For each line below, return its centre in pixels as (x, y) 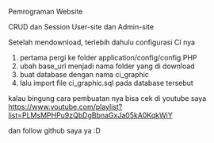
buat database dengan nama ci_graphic (84, 74)
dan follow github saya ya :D (55, 131)
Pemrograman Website (46, 12)
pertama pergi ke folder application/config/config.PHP (108, 58)
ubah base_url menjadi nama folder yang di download (107, 66)
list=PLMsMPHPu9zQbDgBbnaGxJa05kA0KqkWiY (90, 115)
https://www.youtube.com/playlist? (65, 107)
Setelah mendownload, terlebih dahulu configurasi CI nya (102, 42)
